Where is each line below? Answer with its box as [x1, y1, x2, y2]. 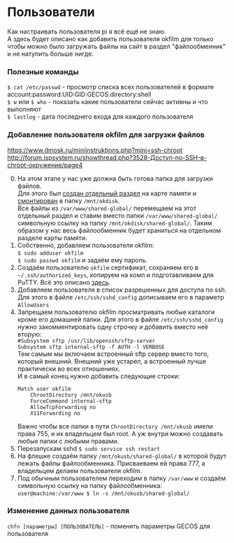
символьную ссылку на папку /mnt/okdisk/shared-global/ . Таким [17, 218, 212, 227]
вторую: [17, 329, 42, 339]
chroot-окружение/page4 [7, 161, 83, 169]
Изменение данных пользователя [7, 506, 130, 516]
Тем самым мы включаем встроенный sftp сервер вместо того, [17, 350, 210, 358]
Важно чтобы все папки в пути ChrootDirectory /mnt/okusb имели [17, 422, 213, 430]
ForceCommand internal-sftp [30, 397, 112, 405]
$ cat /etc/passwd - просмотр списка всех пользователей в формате [7, 83, 214, 91]
